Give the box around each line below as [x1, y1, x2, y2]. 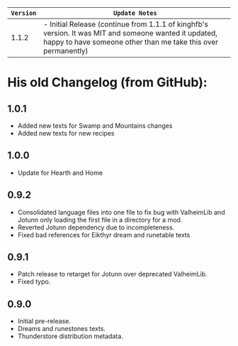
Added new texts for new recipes [17, 129, 115, 137]
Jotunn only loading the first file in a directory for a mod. [17, 215, 183, 224]
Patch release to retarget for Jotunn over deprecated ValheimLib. [17, 270, 208, 279]
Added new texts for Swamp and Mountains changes [17, 121, 173, 130]
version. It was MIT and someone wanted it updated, [43, 28, 218, 38]
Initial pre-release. [17, 317, 71, 325]
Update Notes [113, 9, 157, 17]
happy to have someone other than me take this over [43, 37, 218, 47]
